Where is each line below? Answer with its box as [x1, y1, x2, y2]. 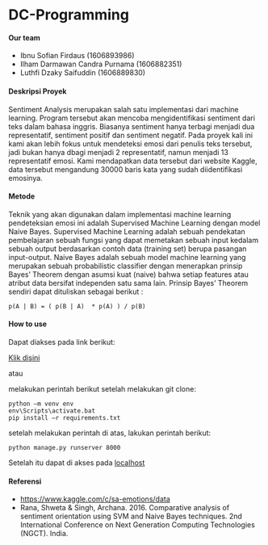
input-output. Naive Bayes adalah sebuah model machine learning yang [8, 252, 246, 262]
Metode [8, 191, 36, 201]
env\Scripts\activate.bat [8, 407, 95, 415]
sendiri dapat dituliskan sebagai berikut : [8, 287, 144, 296]
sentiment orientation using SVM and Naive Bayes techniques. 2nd [19, 511, 242, 522]
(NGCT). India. [19, 529, 69, 539]
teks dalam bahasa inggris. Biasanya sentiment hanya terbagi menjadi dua [8, 121, 255, 131]
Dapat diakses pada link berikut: [8, 337, 115, 346]
